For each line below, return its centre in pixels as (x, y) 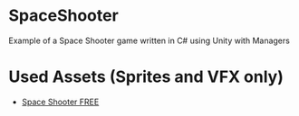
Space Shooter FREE (60, 102)
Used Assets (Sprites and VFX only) (146, 77)
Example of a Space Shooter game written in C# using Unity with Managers (149, 40)
